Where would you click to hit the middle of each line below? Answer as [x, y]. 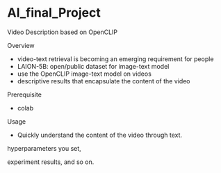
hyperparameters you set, [44, 148]
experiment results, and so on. [51, 162]
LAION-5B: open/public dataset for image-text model [93, 66]
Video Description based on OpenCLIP [63, 32]
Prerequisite [24, 94]
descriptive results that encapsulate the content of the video [104, 81]
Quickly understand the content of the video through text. [100, 135]
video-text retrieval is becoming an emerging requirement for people [115, 59]
